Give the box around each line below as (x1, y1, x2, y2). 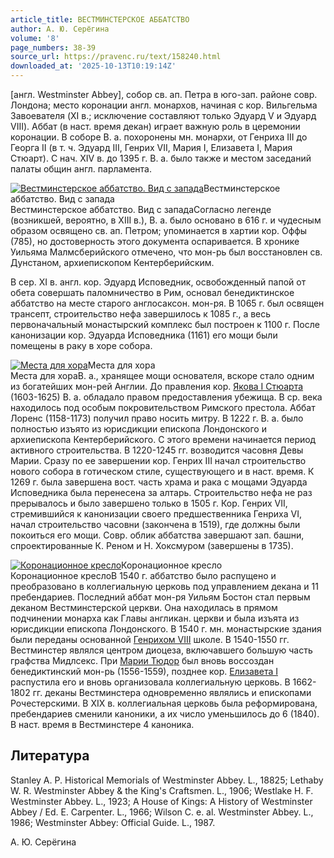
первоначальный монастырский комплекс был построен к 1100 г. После (10, 319, 320, 330)
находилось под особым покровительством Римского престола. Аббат (10, 402, 316, 413)
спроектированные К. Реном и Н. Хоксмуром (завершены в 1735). (10, 540, 294, 551)
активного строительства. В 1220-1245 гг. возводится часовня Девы (10, 444, 304, 456)
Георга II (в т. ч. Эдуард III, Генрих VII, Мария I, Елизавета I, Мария (10, 142, 293, 153)
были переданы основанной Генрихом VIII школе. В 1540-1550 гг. (10, 634, 290, 645)
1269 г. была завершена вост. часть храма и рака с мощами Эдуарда (10, 476, 308, 488)
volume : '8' (10, 33, 60, 43)
